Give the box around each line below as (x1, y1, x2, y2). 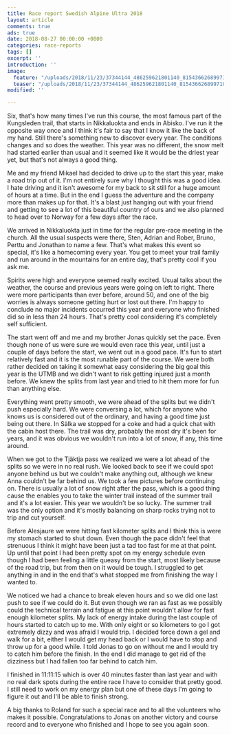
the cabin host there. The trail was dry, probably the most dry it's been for (7, 427, 217, 436)
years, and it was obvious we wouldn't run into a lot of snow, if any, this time (7, 434, 223, 443)
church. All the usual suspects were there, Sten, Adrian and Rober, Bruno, (7, 233, 215, 242)
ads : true (7, 29, 36, 36)
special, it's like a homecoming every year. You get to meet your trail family (7, 248, 220, 257)
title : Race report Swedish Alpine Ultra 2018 (7, 10, 143, 17)
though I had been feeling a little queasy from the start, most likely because (7, 556, 221, 564)
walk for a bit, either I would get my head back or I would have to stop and (7, 635, 217, 643)
